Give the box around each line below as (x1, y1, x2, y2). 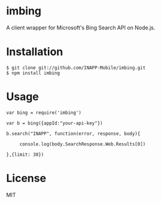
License (6, 172, 47, 185)
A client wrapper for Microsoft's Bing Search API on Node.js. (6, 24, 156, 31)
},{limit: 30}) (6, 152, 44, 157)
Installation (6, 45, 63, 59)
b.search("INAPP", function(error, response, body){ (6, 131, 141, 137)
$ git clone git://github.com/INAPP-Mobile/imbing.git (6, 65, 146, 71)
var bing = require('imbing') (6, 110, 82, 116)
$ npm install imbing (6, 70, 60, 76)
